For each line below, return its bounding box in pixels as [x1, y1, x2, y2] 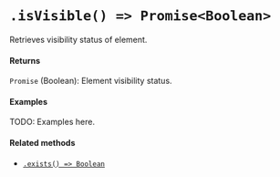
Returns [9, 55, 41, 66]
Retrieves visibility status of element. [9, 34, 148, 45]
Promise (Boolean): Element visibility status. [9, 76, 172, 87]
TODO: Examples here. [9, 117, 96, 128]
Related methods [9, 137, 76, 148]
